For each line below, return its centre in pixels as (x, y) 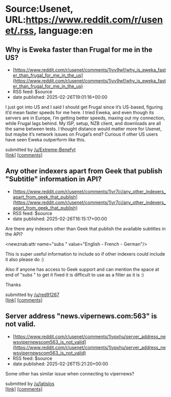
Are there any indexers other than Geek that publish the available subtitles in (86, 228)
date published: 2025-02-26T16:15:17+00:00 (60, 219)
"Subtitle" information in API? (54, 179)
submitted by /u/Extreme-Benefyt (41, 150)
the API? (14, 234)
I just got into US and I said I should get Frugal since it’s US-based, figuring (84, 107)
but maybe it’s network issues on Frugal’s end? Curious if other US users (82, 134)
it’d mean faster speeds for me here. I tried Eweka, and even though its (80, 112)
